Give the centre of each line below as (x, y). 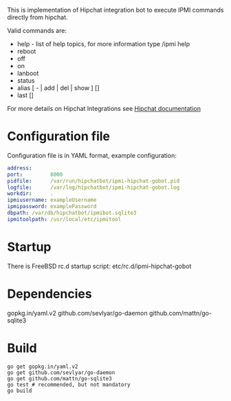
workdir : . (30, 194)
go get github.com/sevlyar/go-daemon (61, 372)
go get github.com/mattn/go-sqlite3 (59, 378)
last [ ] (25, 95)
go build (20, 391)
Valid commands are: (37, 31)
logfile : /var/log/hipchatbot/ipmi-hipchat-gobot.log (93, 187)
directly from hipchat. (37, 17)
